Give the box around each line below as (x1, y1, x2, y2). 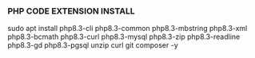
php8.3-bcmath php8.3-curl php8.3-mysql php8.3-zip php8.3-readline (7, 32, 241, 41)
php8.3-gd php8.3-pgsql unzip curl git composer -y (7, 41, 179, 50)
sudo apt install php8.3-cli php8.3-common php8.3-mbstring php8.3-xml (7, 24, 248, 33)
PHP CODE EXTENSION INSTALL (7, 6, 135, 17)
